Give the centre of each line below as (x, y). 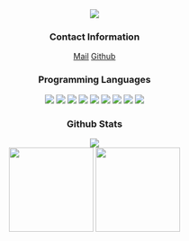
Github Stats (94, 123)
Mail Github (94, 57)
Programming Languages (94, 80)
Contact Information (94, 37)
